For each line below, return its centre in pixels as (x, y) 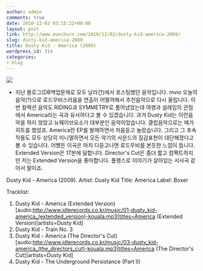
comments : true (26, 18)
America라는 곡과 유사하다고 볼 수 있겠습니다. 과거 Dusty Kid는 (102, 115)
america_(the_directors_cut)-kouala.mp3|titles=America (85, 249)
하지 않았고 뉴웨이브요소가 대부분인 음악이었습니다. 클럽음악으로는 (105, 122)
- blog (15, 62)
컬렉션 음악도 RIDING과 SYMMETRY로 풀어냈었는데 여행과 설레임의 (102, 107)
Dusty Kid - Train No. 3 (44, 229)
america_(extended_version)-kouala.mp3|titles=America (85, 216)
